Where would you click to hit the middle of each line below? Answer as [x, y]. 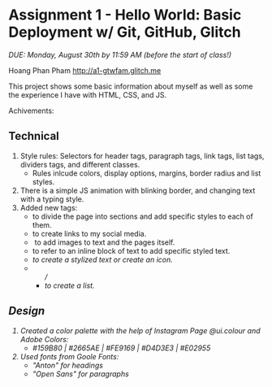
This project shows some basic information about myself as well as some [131, 86]
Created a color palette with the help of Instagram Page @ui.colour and [140, 330]
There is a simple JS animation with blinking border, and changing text [138, 190]
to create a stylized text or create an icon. [102, 259]
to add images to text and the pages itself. [105, 242]
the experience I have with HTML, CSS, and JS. [88, 94]
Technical [34, 136]
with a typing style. [52, 199]
